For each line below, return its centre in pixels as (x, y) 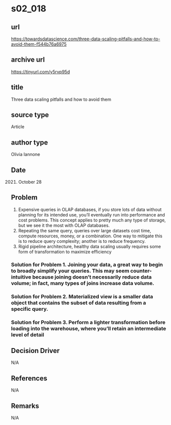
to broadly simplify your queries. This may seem (70, 271)
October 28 (30, 182)
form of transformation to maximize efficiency (65, 252)
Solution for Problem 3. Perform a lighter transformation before (88, 322)
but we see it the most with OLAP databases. (64, 225)
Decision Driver (35, 351)
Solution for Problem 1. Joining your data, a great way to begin (87, 265)
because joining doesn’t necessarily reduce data (92, 277)
